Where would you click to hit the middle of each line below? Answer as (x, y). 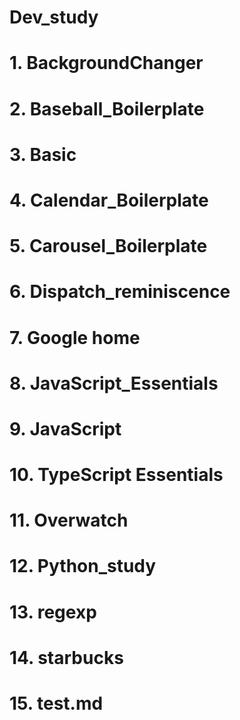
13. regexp (53, 612)
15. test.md (56, 703)
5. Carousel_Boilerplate (108, 246)
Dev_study (54, 17)
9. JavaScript (65, 428)
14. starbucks (66, 657)
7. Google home (75, 337)
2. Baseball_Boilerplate (107, 108)
